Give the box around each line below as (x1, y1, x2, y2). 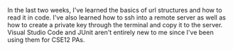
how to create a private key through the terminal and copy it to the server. (7, 21, 223, 29)
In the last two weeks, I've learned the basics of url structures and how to (7, 6, 222, 14)
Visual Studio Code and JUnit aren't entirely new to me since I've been (7, 28, 215, 36)
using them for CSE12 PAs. (7, 36, 85, 44)
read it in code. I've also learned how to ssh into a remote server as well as (7, 13, 226, 22)
